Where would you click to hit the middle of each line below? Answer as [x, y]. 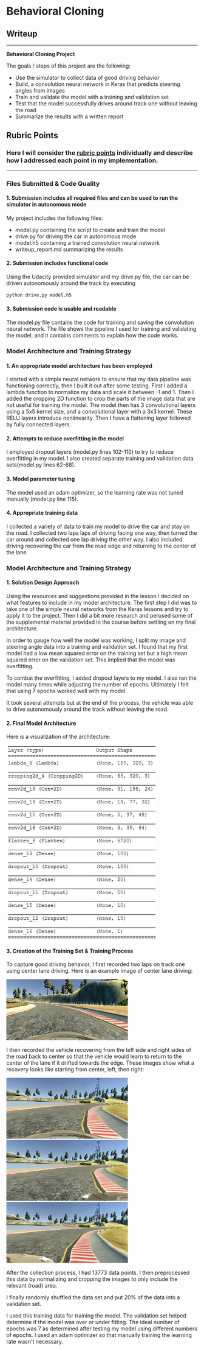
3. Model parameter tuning [41, 479]
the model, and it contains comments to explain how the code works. [93, 336]
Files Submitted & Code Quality [53, 183]
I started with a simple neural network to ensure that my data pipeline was [99, 379]
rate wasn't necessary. [35, 1342]
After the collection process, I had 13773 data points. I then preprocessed [98, 1273]
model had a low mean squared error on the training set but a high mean [97, 653]
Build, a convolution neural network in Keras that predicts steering [97, 84]
